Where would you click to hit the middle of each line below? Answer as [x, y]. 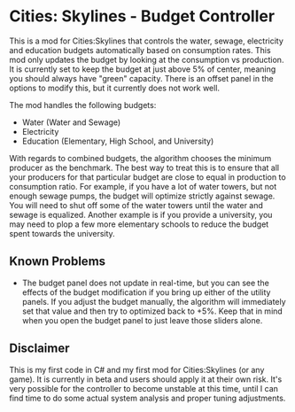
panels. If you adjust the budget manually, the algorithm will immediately [154, 301]
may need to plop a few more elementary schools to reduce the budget [139, 224]
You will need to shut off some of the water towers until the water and [136, 205]
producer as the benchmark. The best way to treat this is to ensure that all [144, 167]
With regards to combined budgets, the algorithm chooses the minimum [140, 158]
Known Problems [58, 262]
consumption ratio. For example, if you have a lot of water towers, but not [143, 186]
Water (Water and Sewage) [71, 122]
